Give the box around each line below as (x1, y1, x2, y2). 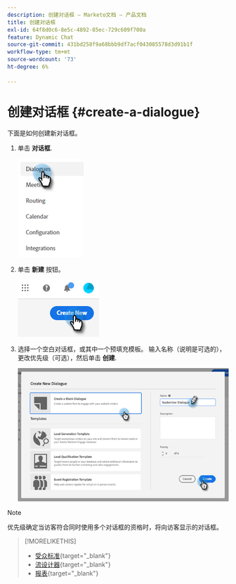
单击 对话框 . (17, 144, 53, 152)
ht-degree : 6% (7, 63, 49, 70)
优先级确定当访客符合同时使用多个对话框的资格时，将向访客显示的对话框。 (7, 523, 223, 531)
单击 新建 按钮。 (17, 265, 65, 274)
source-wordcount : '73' (7, 56, 77, 63)
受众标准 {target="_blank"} (34, 552, 111, 560)
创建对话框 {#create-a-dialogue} (7, 104, 200, 120)
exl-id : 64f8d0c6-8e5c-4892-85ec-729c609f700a (7, 26, 146, 33)
